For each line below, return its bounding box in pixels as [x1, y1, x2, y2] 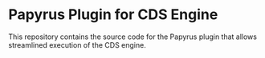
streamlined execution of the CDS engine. [8, 40, 146, 49]
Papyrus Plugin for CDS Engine [8, 6, 218, 24]
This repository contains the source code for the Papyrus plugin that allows [8, 32, 257, 41]
